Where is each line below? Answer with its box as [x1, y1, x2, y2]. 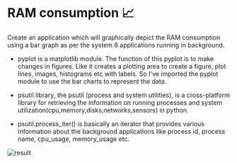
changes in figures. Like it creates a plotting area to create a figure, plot [17, 62, 226, 70]
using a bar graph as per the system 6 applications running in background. [7, 40, 225, 49]
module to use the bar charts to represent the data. [17, 77, 167, 85]
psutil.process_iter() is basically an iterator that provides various [17, 119, 205, 128]
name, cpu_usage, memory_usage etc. [17, 135, 129, 143]
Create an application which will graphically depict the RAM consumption [7, 33, 221, 42]
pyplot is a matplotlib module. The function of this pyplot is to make [17, 54, 214, 63]
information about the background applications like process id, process [17, 127, 226, 135]
